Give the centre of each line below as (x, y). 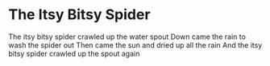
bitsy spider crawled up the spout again (74, 53)
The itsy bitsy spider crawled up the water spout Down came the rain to (127, 37)
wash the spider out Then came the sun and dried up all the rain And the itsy (135, 45)
